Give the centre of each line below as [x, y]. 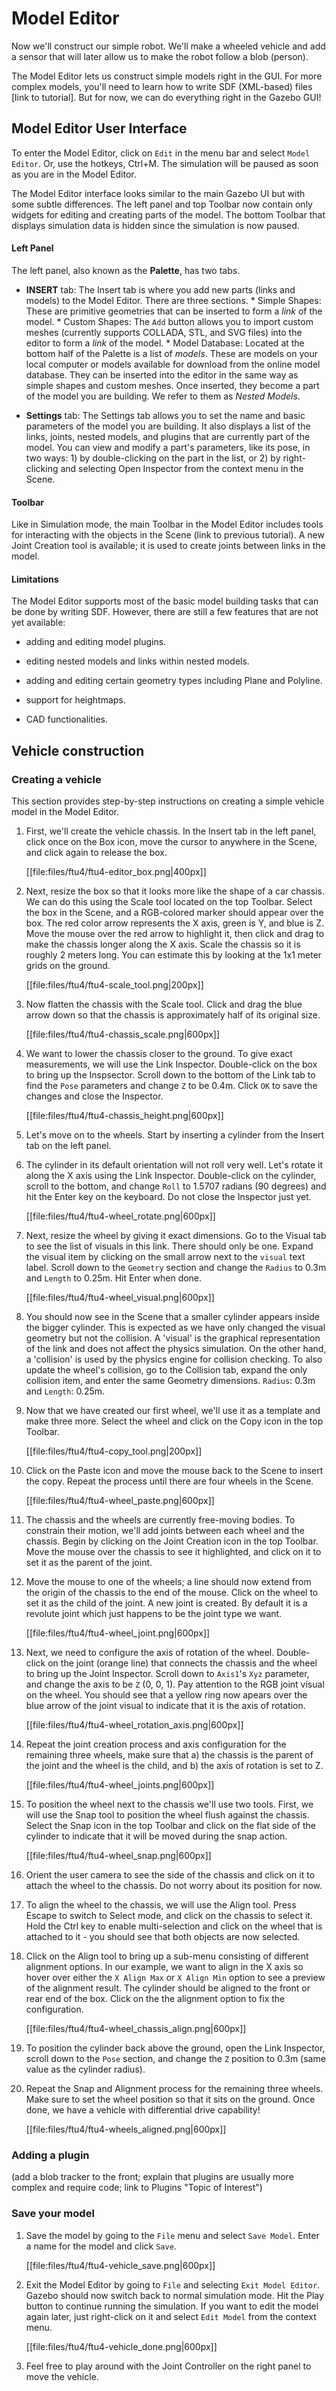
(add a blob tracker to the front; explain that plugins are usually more [152, 2177]
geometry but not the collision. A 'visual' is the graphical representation [173, 1338]
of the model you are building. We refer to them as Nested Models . [163, 396]
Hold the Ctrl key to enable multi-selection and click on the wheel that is [174, 1926]
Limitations [35, 579]
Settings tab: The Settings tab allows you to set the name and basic [165, 415]
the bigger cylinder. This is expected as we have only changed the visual [175, 1328]
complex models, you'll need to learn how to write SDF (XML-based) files [162, 86]
